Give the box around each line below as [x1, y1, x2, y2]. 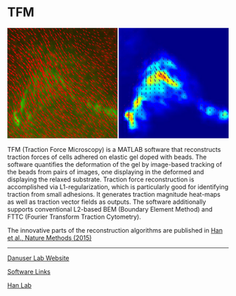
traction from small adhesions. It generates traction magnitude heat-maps [7, 191, 221, 199]
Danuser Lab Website [7, 254, 70, 262]
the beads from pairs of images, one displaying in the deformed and [7, 168, 204, 176]
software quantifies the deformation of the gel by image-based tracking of [7, 160, 223, 169]
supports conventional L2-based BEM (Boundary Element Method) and [7, 205, 213, 214]
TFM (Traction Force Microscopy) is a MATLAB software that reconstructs [7, 146, 221, 154]
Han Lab [7, 281, 32, 290]
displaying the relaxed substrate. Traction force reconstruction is [7, 175, 195, 184]
